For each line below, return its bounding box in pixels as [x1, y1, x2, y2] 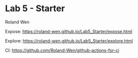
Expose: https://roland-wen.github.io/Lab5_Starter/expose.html [5, 28, 133, 34]
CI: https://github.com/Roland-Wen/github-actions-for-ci [5, 47, 119, 53]
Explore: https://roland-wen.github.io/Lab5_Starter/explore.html [5, 38, 133, 44]
